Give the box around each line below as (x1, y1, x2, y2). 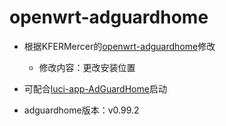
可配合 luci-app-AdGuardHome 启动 (23, 82, 167, 95)
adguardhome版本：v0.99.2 (23, 104, 140, 116)
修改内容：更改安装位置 (38, 61, 136, 73)
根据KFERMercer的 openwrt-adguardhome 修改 (23, 40, 216, 52)
